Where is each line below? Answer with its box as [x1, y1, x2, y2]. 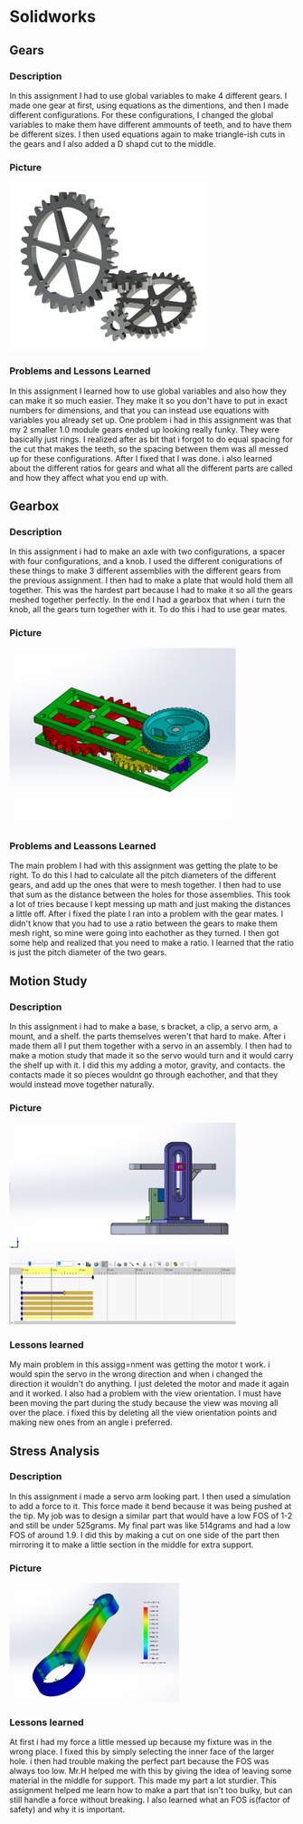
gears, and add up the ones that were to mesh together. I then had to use [9, 880, 282, 891]
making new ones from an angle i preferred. [9, 1417, 174, 1428]
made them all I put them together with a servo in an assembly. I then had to [9, 1040, 292, 1051]
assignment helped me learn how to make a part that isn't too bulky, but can [9, 1785, 293, 1796]
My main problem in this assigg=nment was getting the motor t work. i [9, 1359, 270, 1370]
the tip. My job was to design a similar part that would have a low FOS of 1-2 [9, 1510, 293, 1521]
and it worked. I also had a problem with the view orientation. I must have [9, 1388, 282, 1399]
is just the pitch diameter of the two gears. [9, 947, 167, 958]
